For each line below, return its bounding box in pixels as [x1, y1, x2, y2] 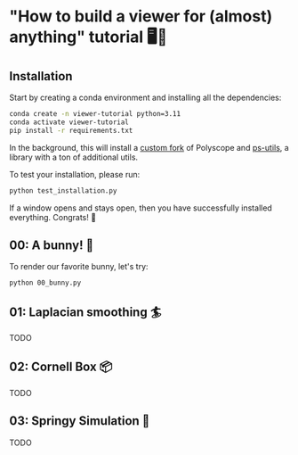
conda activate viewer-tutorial [9, 118, 129, 127]
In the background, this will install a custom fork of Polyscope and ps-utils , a [9, 142, 289, 153]
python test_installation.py [9, 186, 117, 195]
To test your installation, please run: [9, 169, 141, 179]
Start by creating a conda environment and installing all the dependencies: [9, 92, 282, 103]
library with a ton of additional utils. [9, 152, 139, 162]
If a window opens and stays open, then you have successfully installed [9, 203, 273, 213]
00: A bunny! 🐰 [9, 237, 94, 252]
